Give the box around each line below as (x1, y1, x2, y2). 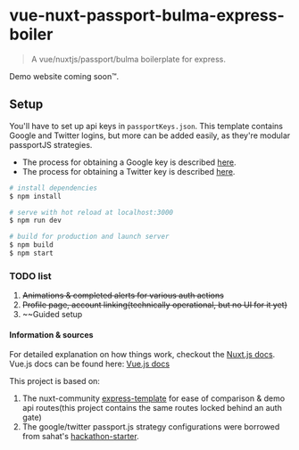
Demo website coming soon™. (9, 70, 119, 81)
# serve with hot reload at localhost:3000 (9, 208, 174, 217)
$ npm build (9, 241, 54, 250)
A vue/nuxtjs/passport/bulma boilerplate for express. (30, 53, 226, 64)
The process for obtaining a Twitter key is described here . (21, 166, 236, 176)
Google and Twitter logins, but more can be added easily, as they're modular (9, 130, 291, 141)
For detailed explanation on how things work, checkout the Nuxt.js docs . (9, 349, 276, 360)
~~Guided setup (21, 309, 83, 320)
